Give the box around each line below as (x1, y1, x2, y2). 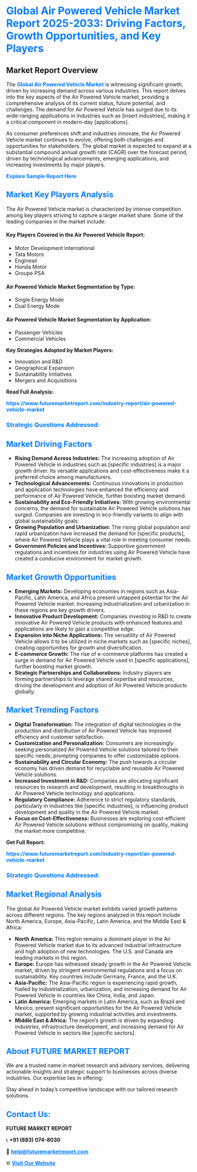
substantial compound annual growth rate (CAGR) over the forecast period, (6, 149, 188, 156)
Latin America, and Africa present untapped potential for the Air (34, 594, 189, 601)
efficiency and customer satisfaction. (14, 733, 105, 740)
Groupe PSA (14, 270, 45, 277)
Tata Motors (14, 251, 44, 258)
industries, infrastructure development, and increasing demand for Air (14, 1023, 184, 1030)
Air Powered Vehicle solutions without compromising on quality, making (14, 821, 188, 828)
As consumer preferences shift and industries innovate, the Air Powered (6, 130, 181, 137)
